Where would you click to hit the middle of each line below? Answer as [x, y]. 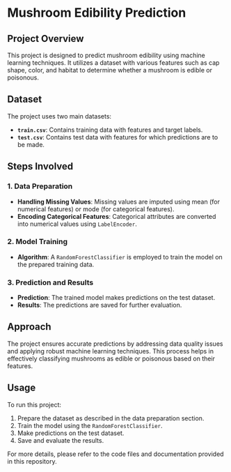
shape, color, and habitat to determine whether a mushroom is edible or [110, 70]
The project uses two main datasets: [59, 116]
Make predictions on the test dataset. [71, 433]
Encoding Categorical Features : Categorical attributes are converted [117, 216]
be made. [31, 144]
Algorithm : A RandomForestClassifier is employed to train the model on [120, 257]
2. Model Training [38, 242]
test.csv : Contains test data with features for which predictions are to [118, 137]
